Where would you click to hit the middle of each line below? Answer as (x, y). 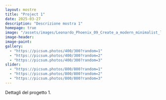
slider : (13, 65)
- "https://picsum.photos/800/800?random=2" (56, 74)
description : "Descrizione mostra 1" (44, 23)
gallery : (14, 46)
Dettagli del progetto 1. (28, 92)
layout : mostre (21, 10)
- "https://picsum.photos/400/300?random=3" (56, 60)
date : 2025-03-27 (23, 19)
